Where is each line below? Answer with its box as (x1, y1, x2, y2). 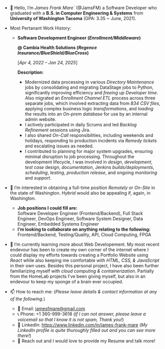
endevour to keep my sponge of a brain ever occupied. (9, 279, 123, 284)
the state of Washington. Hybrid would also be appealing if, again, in (9, 190, 151, 196)
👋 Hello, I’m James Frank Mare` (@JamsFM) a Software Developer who (9, 5, 157, 11)
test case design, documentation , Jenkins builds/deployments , (24, 164, 154, 170)
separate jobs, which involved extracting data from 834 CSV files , (24, 100, 160, 106)
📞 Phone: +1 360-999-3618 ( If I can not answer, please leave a (17, 311, 146, 317)
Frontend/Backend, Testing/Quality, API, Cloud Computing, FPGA (17, 232, 151, 238)
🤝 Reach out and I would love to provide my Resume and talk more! (17, 338, 155, 343)
